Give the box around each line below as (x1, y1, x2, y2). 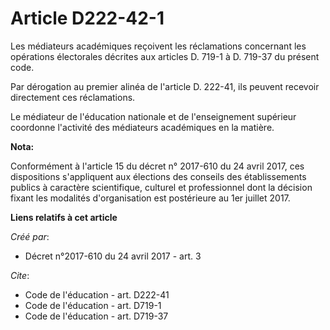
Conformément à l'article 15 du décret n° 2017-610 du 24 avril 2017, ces (10, 160, 305, 172)
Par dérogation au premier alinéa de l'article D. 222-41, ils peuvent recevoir (10, 80, 320, 92)
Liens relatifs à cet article (10, 211, 118, 223)
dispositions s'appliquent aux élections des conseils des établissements (10, 170, 307, 182)
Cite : (10, 269, 30, 281)
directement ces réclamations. (10, 91, 136, 103)
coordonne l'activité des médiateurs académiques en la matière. (10, 121, 275, 133)
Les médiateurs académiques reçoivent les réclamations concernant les (10, 40, 307, 52)
